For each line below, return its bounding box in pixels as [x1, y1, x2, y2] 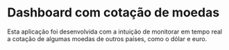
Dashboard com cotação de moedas [7, 5, 220, 21]
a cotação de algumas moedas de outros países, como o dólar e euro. [7, 34, 207, 42]
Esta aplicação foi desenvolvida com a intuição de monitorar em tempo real [7, 27, 223, 36]
